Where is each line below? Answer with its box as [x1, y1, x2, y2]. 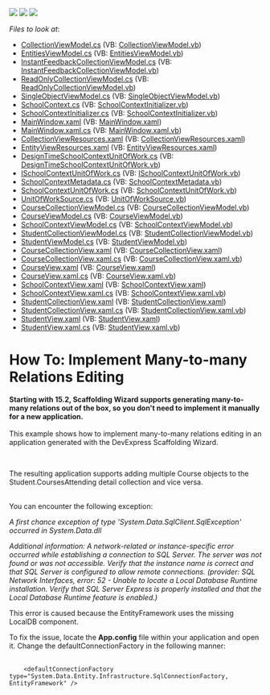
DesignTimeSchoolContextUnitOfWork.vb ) [20, 160, 162, 169]
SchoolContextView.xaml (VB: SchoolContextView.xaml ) [20, 280, 207, 289]
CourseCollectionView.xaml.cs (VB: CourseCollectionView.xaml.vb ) [20, 254, 243, 264]
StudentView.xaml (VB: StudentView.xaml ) [20, 314, 161, 323]
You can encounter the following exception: [9, 501, 153, 511]
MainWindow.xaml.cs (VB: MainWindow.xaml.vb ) [20, 126, 182, 135]
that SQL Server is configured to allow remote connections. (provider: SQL [9, 567, 256, 576]
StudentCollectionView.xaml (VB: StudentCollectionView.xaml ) [20, 297, 227, 306]
